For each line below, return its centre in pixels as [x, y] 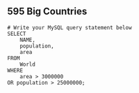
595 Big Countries [47, 12]
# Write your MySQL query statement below [69, 27]
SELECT [17, 34]
